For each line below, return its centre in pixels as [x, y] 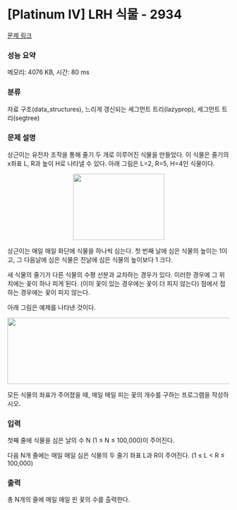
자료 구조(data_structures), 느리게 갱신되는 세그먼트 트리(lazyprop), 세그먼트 [114, 109]
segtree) [28, 118]
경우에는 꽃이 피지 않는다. [55, 292]
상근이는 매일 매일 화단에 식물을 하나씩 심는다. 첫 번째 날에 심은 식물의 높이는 [113, 251]
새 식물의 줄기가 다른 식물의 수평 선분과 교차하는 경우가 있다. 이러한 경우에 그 [113, 274]
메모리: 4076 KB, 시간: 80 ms [48, 72]
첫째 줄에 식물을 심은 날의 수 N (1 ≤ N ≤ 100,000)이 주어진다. [91, 440]
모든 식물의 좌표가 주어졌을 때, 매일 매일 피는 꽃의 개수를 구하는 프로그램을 [109, 395]
